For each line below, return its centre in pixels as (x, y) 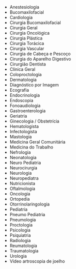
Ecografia (19, 90)
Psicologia (20, 230)
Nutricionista (22, 183)
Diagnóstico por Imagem (34, 85)
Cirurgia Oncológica (30, 33)
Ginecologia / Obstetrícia (34, 121)
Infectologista (23, 132)
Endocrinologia (25, 95)
